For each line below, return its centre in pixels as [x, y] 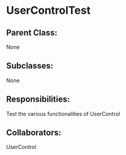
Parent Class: [32, 33]
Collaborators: [34, 133]
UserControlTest [49, 11]
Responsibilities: [38, 99]
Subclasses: [30, 66]
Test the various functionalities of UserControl [63, 114]
